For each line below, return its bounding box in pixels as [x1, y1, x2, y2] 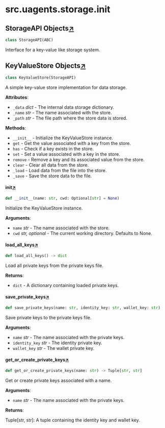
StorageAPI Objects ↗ [5, 24, 74, 33]
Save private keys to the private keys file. [5, 314, 92, 320]
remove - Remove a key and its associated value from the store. [12, 156, 145, 162]
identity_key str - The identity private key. [12, 340, 102, 346]
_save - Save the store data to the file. [12, 173, 92, 179]
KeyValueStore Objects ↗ [5, 61, 86, 70]
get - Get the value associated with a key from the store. [12, 140, 131, 146]
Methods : [5, 125, 26, 131]
